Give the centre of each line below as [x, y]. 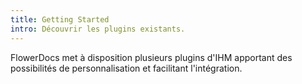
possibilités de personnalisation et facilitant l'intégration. [126, 68]
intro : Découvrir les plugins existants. [98, 29]
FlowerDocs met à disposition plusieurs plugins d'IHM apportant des [151, 57]
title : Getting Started [60, 19]
